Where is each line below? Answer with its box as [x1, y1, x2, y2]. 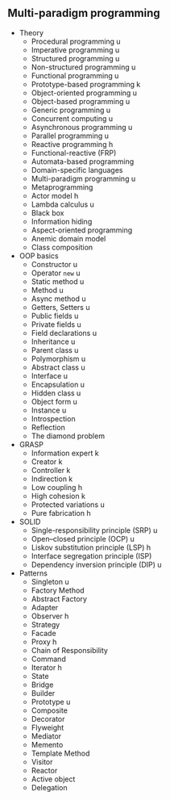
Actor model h [31, 191, 79, 200]
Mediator [31, 731, 62, 741]
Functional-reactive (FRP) [31, 148, 117, 157]
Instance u [31, 405, 67, 415]
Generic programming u [31, 105, 111, 115]
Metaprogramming [31, 182, 93, 192]
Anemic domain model [31, 233, 106, 243]
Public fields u [31, 311, 79, 320]
